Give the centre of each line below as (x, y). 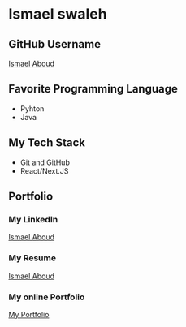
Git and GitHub (45, 162)
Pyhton (32, 108)
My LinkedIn (33, 219)
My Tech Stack (47, 143)
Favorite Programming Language (93, 89)
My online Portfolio (47, 297)
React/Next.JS (44, 170)
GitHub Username (55, 44)
